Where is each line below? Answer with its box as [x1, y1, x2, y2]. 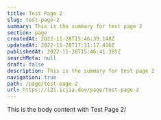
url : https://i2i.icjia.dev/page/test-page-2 [7, 86, 139, 93]
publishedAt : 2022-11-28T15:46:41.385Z [7, 49, 121, 56]
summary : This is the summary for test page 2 [7, 23, 143, 29]
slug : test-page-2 [7, 16, 60, 23]
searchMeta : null [7, 55, 57, 62]
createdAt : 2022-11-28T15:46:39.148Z [7, 36, 115, 43]
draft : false [7, 61, 45, 68]
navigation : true [7, 73, 57, 81]
